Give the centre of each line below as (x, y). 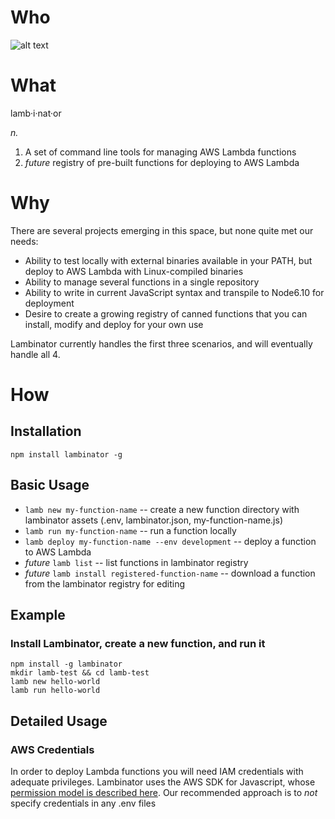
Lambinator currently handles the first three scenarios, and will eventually (161, 343)
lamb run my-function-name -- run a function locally (130, 530)
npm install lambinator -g (66, 454)
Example (38, 615)
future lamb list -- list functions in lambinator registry (136, 562)
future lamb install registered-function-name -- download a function (170, 573)
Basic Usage (50, 485)
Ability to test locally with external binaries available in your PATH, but (168, 260)
